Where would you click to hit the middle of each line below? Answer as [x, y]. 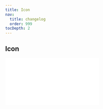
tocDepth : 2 [17, 28]
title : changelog [28, 19]
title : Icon [17, 10]
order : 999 [21, 24]
